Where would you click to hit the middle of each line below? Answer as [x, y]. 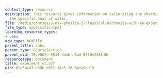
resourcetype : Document [29, 59]
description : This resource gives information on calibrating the [73, 14]
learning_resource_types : [31, 32]
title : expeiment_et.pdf [30, 63]
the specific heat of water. [39, 18]
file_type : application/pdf [33, 28]
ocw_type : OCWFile [24, 41]
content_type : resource [29, 9]
